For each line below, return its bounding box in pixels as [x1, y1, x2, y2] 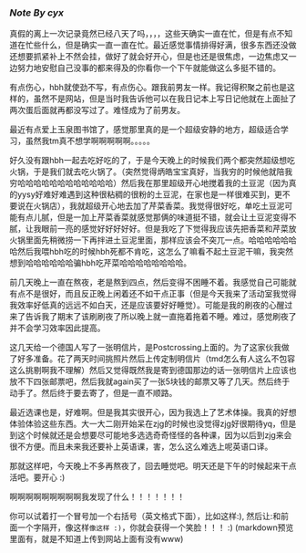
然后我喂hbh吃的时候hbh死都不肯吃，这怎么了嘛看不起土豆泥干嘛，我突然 [16, 246, 294, 257]
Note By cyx [9, 6, 65, 19]
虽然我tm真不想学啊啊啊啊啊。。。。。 [25, 135, 155, 147]
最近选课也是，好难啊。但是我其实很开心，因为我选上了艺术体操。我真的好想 [9, 407, 297, 418]
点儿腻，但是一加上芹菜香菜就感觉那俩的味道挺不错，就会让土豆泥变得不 [25, 212, 297, 223]
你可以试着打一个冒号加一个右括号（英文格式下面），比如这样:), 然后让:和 [9, 511, 281, 522]
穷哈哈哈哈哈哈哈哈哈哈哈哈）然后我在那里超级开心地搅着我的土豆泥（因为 [9, 178, 289, 189]
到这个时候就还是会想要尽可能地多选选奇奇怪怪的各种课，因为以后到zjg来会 [9, 430, 292, 441]
